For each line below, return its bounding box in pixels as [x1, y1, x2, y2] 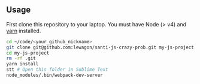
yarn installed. [6, 27, 41, 34]
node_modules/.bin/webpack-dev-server [6, 72, 103, 79]
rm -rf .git [6, 55, 36, 62]
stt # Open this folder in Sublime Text [6, 67, 109, 73]
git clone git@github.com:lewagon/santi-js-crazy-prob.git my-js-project [6, 44, 195, 50]
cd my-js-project [6, 50, 50, 56]
